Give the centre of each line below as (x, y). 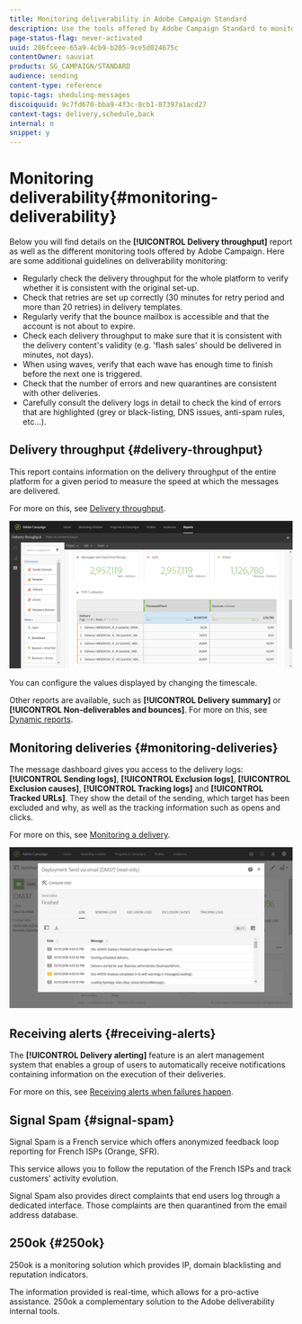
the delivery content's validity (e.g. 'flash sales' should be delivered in (151, 346)
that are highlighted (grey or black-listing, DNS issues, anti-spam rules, (154, 412)
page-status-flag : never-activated (76, 38)
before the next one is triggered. (82, 374)
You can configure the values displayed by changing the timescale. (133, 683)
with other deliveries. (61, 393)
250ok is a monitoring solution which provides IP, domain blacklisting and (145, 1265)
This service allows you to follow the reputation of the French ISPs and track (151, 1169)
